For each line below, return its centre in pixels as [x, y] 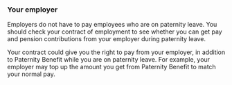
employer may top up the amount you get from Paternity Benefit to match [111, 67]
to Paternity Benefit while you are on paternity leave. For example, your [108, 60]
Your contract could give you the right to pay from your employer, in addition [116, 52]
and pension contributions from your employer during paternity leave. [107, 39]
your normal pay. [31, 74]
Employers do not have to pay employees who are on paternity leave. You [112, 25]
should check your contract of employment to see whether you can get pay [115, 32]
